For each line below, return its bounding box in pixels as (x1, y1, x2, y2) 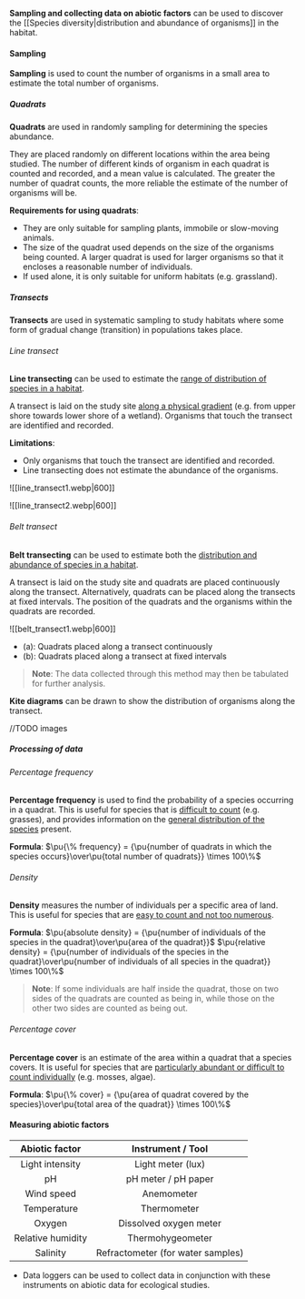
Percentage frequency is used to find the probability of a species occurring (9, 795, 294, 806)
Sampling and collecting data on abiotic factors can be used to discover (9, 8, 284, 18)
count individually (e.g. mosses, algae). (9, 1071, 156, 1082)
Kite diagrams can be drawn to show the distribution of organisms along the (9, 695, 296, 706)
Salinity (34, 1246, 66, 1259)
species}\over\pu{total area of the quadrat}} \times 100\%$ (9, 1098, 231, 1109)
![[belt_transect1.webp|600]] (9, 623, 116, 634)
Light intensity (20, 1157, 82, 1170)
